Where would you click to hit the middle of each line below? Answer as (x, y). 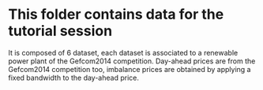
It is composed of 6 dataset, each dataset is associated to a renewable (123, 52)
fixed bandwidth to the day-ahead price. (74, 77)
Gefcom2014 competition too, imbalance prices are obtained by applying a (130, 69)
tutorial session (60, 31)
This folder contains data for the (116, 14)
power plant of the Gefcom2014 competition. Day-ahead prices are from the (132, 61)
